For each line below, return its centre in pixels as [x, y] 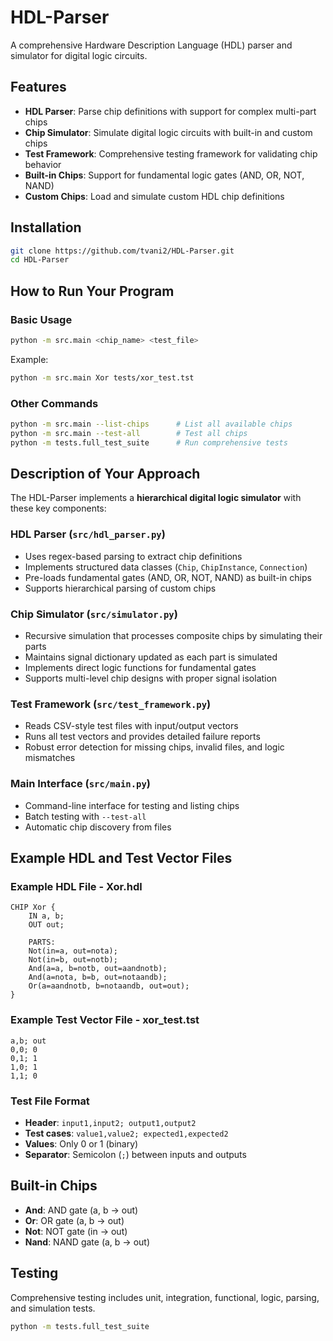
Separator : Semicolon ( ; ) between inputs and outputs [135, 1154]
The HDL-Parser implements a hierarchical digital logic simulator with [156, 498]
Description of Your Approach [105, 474]
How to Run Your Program [92, 291]
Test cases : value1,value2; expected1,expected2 [126, 1133]
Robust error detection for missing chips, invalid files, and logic [154, 747]
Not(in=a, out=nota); [73, 951]
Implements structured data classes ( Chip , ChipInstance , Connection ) [166, 567]
